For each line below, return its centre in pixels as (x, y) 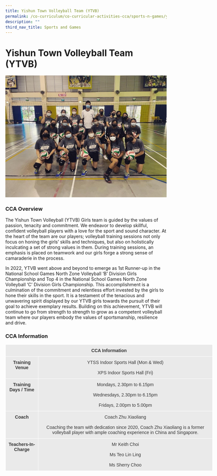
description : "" (23, 22)
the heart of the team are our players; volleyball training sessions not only (83, 236)
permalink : (17, 16)
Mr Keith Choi (125, 444)
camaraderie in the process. (35, 258)
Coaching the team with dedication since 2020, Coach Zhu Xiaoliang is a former (125, 427)
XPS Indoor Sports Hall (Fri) (125, 373)
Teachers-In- (22, 444)
